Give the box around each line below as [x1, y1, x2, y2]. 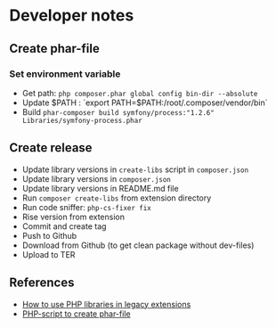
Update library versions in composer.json [21, 173, 172, 184]
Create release [9, 140, 93, 156]
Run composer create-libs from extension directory [21, 193, 212, 203]
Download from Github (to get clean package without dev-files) [21, 240, 255, 250]
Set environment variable [9, 68, 121, 80]
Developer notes [9, 5, 134, 26]
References [9, 275, 75, 291]
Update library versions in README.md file [21, 183, 180, 193]
